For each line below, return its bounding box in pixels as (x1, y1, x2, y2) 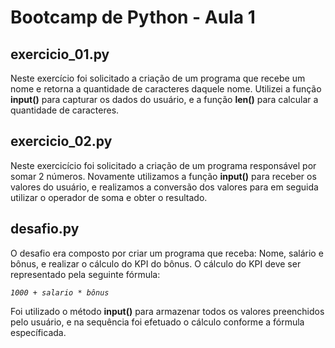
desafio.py (10, 221, 80, 238)
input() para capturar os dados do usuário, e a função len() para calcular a (10, 94, 319, 105)
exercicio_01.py (10, 46, 110, 63)
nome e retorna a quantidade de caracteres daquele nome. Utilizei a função (10, 83, 322, 95)
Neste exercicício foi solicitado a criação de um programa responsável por (10, 159, 317, 171)
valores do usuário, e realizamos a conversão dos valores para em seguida (10, 181, 319, 193)
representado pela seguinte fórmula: (10, 268, 161, 280)
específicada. (10, 326, 67, 338)
